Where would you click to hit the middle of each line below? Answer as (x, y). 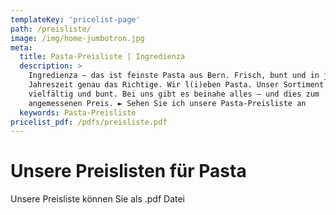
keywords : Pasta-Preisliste (78, 112)
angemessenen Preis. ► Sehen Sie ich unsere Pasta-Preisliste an (167, 103)
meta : (21, 47)
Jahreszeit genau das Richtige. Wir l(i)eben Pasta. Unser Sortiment (176, 85)
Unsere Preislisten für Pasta (128, 171)
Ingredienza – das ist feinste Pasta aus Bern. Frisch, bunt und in (174, 76)
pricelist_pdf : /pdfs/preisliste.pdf (89, 122)
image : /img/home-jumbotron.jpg (77, 38)
